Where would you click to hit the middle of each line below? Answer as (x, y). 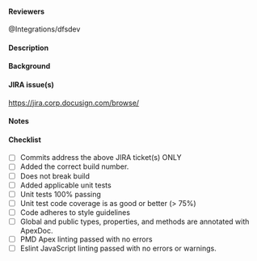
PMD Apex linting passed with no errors (86, 239)
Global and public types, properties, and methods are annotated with (135, 221)
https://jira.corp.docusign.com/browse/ (74, 103)
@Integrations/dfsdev (44, 29)
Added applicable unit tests (65, 185)
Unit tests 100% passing (60, 194)
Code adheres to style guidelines (75, 212)
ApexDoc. (37, 230)
